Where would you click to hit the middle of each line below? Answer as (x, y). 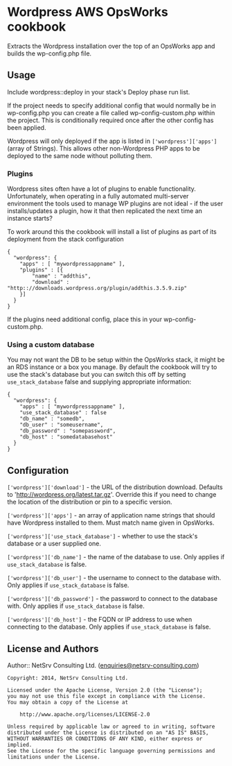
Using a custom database (51, 344)
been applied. (27, 127)
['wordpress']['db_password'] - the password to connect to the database (113, 599)
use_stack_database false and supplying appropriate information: (99, 382)
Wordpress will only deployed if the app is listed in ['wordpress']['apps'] (112, 141)
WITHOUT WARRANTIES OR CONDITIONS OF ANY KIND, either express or (105, 739)
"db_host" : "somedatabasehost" (66, 437)
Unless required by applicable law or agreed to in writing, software (111, 726)
